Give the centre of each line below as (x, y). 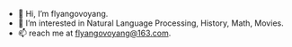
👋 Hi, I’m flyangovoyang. (63, 14)
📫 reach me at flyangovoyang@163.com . (94, 33)
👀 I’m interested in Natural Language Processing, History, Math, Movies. (151, 23)
